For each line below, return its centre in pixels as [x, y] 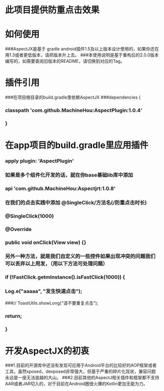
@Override [18, 229]
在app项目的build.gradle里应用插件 [77, 145]
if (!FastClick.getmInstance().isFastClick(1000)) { [65, 277]
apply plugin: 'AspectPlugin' [40, 161]
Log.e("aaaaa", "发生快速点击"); [44, 291]
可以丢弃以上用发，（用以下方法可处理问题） [57, 264]
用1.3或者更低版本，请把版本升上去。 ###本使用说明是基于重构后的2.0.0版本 [82, 55]
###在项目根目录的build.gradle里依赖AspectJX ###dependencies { [73, 97]
